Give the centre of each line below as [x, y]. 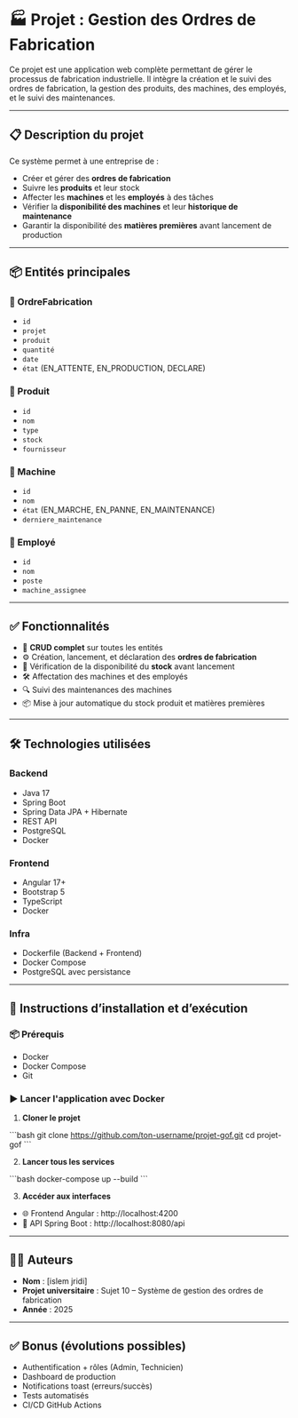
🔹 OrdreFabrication [51, 302]
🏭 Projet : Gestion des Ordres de [133, 20]
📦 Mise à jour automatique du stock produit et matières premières [143, 703]
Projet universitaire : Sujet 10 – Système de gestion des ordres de [142, 1291]
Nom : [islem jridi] [55, 1281]
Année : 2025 [47, 1310]
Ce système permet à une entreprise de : [84, 161]
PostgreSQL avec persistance [76, 972]
